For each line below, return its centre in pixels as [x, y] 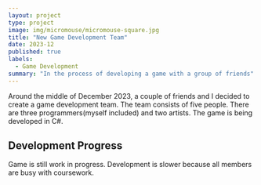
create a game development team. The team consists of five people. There [129, 104]
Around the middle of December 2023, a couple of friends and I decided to [129, 96]
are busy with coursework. [51, 172]
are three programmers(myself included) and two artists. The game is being [130, 112]
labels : [21, 60]
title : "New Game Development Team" [68, 37]
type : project [31, 23]
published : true [34, 52]
